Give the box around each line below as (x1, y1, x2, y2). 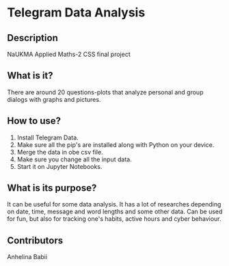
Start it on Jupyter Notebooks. (16, 162, 103, 170)
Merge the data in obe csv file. (16, 148, 104, 156)
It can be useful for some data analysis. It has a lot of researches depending (7, 200, 221, 209)
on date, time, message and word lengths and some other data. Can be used (7, 207, 223, 216)
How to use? (7, 115, 62, 127)
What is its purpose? (7, 183, 97, 194)
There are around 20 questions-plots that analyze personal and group (7, 88, 204, 96)
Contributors (7, 235, 64, 246)
